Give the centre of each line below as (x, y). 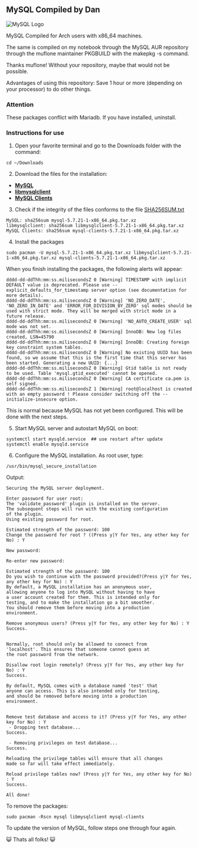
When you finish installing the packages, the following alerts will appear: (94, 269)
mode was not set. (29, 327)
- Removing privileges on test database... (63, 743)
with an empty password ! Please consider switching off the (83, 395)
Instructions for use (35, 133)
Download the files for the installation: (61, 174)
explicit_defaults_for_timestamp (47, 291)
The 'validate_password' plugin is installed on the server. (83, 504)
